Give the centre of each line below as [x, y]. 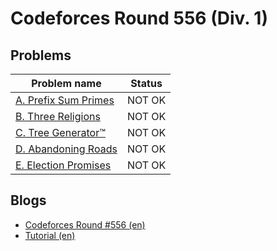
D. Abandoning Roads [66, 149]
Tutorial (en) [50, 235]
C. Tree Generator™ [60, 132]
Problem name [66, 83]
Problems [41, 55]
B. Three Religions [58, 116]
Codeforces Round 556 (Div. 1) [139, 18]
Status [146, 83]
